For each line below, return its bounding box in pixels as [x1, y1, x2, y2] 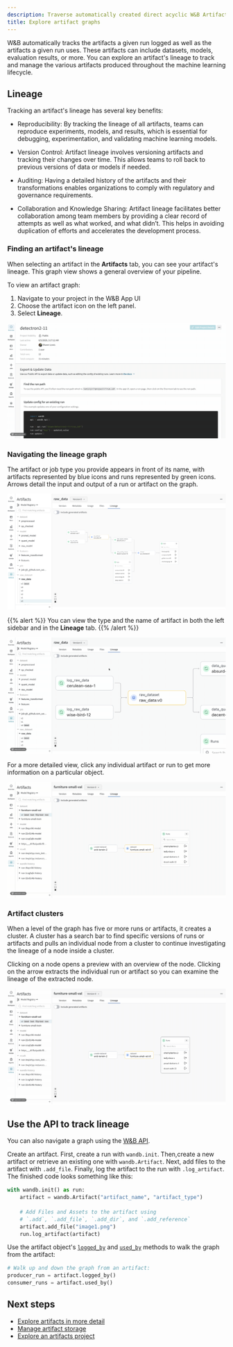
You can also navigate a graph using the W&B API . [7, 1137, 150, 1145]
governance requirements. [17, 191, 94, 199]
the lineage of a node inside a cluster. [7, 946, 114, 955]
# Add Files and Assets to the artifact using [19, 1208, 157, 1215]
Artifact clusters [7, 908, 64, 918]
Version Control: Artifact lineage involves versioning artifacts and [17, 148, 203, 156]
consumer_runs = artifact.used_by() [7, 1280, 113, 1287]
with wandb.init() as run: [7, 1187, 85, 1194]
